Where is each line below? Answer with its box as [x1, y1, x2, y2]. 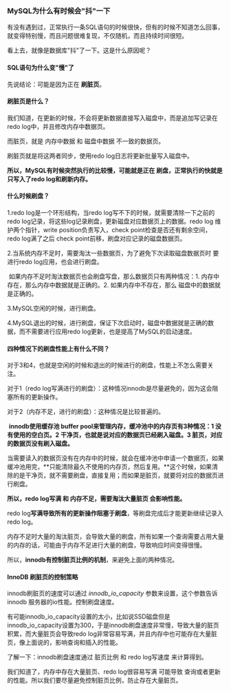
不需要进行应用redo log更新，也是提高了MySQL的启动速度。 [25, 327, 196, 336]
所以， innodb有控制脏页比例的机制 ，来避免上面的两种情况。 [7, 556, 179, 564]
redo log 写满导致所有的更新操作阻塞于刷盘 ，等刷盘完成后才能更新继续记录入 [7, 509, 223, 517]
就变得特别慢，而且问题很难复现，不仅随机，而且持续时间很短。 [7, 32, 188, 40]
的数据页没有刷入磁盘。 [7, 440, 74, 448]
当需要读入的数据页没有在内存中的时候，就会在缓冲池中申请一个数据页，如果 [7, 454, 224, 462]
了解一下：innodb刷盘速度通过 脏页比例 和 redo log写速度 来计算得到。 [7, 653, 208, 661]
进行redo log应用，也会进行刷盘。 [7, 257, 103, 266]
